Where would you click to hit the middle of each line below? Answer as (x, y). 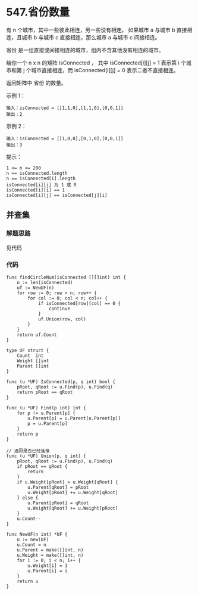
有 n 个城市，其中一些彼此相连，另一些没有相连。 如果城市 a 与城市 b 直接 (97, 30)
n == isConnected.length (37, 173)
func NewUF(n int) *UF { (37, 534)
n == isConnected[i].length (41, 178)
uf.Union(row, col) (62, 319)
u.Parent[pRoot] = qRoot (58, 503)
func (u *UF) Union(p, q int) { (46, 456)
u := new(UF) (33, 539)
